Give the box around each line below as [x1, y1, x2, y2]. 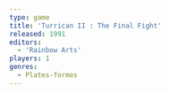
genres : [9, 63, 38, 72]
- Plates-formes [17, 71, 78, 80]
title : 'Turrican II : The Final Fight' [9, 21, 163, 30]
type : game [9, 12, 50, 22]
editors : [9, 37, 42, 47]
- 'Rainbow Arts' [17, 46, 82, 55]
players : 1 [9, 54, 50, 63]
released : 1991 [9, 29, 66, 38]
